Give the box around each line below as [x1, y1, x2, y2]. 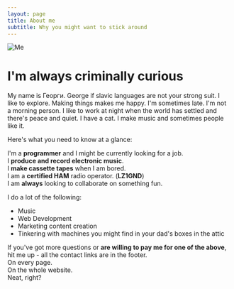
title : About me [7, 17, 55, 24]
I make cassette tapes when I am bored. [7, 164, 126, 173]
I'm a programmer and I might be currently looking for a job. [7, 149, 184, 158]
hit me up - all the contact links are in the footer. [7, 251, 147, 259]
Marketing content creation [17, 222, 97, 231]
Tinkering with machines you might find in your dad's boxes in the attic [17, 229, 225, 238]
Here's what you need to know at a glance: [7, 136, 133, 144]
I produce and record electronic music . [7, 157, 124, 165]
